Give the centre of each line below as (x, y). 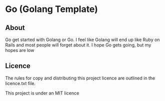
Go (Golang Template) (52, 9)
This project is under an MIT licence (42, 93)
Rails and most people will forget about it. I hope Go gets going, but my (78, 45)
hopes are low (20, 50)
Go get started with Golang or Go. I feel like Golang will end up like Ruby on (82, 39)
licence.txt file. (20, 83)
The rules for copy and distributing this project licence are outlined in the (80, 78)
